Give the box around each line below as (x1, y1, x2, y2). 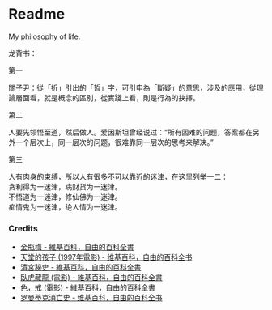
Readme (8, 5, 66, 23)
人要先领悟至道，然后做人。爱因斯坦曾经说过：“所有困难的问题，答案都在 (8, 127, 253, 137)
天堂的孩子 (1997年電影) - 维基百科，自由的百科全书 (19, 253, 193, 262)
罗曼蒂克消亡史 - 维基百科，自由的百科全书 (19, 293, 164, 303)
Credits (8, 223, 38, 234)
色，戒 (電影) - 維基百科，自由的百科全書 (19, 282, 156, 292)
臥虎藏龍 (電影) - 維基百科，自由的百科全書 (19, 273, 164, 282)
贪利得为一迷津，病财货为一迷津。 (8, 181, 122, 191)
